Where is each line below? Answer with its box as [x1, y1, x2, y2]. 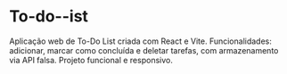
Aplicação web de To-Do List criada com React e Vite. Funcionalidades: [9, 36, 272, 46]
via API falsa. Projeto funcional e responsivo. [9, 54, 174, 65]
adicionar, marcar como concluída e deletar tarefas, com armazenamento [9, 45, 279, 55]
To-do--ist [9, 6, 89, 27]
